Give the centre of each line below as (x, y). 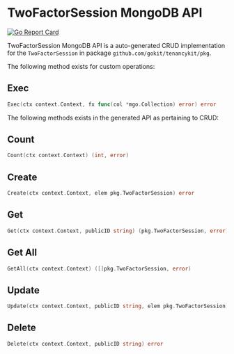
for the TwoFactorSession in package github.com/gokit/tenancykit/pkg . (109, 53)
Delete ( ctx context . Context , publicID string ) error (85, 344)
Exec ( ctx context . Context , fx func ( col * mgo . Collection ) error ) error (112, 104)
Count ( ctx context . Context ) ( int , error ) (68, 155)
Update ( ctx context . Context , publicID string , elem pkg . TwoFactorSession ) (118, 306)
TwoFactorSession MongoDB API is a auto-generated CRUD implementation (116, 45)
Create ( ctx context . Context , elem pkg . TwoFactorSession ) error (101, 193)
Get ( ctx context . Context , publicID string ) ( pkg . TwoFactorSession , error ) (118, 231)
